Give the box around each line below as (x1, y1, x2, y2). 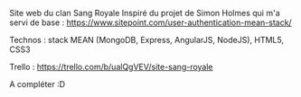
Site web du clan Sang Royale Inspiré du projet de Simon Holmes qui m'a (9, 8, 280, 18)
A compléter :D (9, 79, 66, 89)
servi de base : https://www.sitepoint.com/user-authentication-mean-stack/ (9, 17, 292, 28)
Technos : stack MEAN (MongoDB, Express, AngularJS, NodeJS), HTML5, (9, 35, 285, 45)
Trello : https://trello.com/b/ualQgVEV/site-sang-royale (9, 62, 214, 72)
